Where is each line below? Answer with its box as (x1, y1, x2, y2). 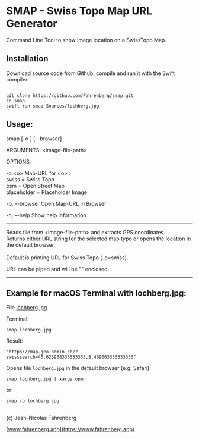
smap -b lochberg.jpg (6, 398, 60, 404)
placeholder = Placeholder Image (6, 189, 88, 196)
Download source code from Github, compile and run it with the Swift (6, 70, 175, 77)
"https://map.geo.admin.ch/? (6, 349, 78, 355)
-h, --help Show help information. (6, 211, 88, 218)
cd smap (6, 98, 25, 104)
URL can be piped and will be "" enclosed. (6, 265, 110, 272)
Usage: (6, 119, 34, 129)
